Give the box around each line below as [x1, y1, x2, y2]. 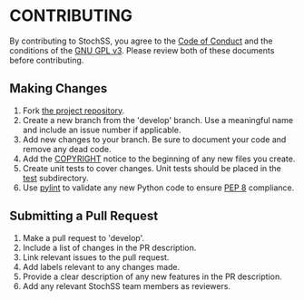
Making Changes [9, 81, 108, 96]
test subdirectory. [22, 172, 89, 183]
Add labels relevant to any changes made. [22, 261, 181, 272]
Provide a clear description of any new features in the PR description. [22, 271, 283, 282]
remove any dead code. [22, 143, 112, 154]
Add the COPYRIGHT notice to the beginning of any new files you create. [22, 153, 296, 164]
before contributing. [9, 54, 84, 65]
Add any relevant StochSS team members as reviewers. [22, 280, 231, 291]
